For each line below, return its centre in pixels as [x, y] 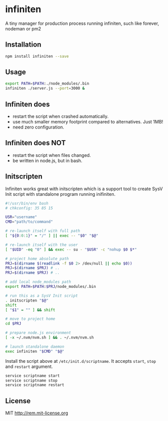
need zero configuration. [38, 127]
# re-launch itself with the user [42, 245]
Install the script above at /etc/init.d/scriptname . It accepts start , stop [81, 361]
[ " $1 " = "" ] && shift [30, 310]
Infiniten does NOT [35, 143]
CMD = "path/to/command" [29, 222]
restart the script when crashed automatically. [60, 116]
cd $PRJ [13, 324]
